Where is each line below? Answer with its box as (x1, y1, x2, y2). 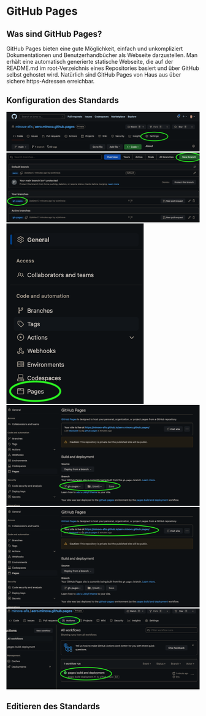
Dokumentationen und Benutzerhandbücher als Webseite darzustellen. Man (6, 51, 198, 59)
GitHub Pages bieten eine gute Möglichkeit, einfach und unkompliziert (6, 45, 183, 52)
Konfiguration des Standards (6, 95, 120, 105)
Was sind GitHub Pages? (6, 29, 102, 39)
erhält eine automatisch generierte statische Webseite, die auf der (6, 58, 174, 65)
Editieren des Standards (6, 701, 100, 712)
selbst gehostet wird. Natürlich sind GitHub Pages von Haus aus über (6, 71, 181, 78)
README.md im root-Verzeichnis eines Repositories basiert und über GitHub (6, 64, 199, 72)
